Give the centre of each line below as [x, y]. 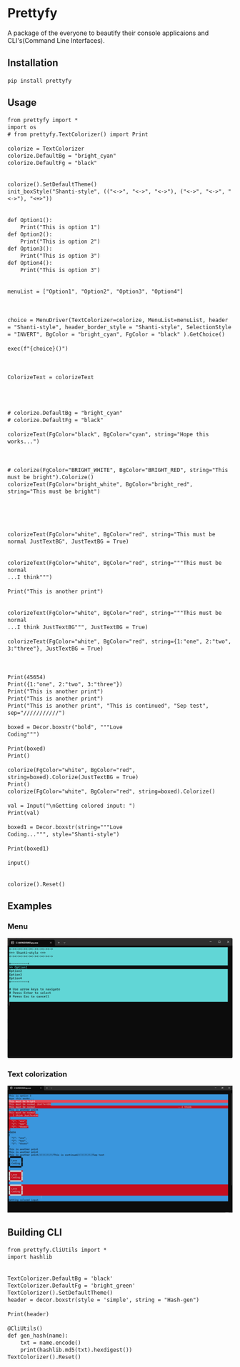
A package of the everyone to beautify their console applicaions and [108, 33]
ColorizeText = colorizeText [51, 377]
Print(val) [24, 813]
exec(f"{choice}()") [38, 349]
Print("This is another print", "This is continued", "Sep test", [108, 706]
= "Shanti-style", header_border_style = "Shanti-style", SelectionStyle [120, 327]
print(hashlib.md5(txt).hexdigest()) [76, 1350]
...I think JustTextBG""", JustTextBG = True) [78, 627]
